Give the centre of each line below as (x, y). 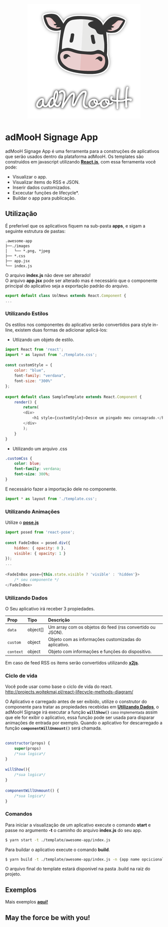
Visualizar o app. (30, 176)
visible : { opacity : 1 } (40, 553)
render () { (25, 402)
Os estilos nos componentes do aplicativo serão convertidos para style (78, 324)
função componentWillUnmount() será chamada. (53, 728)
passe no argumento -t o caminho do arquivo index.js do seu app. (74, 830)
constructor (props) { (28, 743)
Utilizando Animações (32, 511)
